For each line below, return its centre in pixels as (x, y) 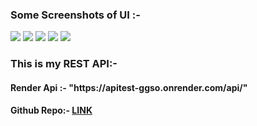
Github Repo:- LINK (51, 110)
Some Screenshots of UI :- (75, 15)
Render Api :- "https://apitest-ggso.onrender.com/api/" (129, 87)
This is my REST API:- (64, 64)
